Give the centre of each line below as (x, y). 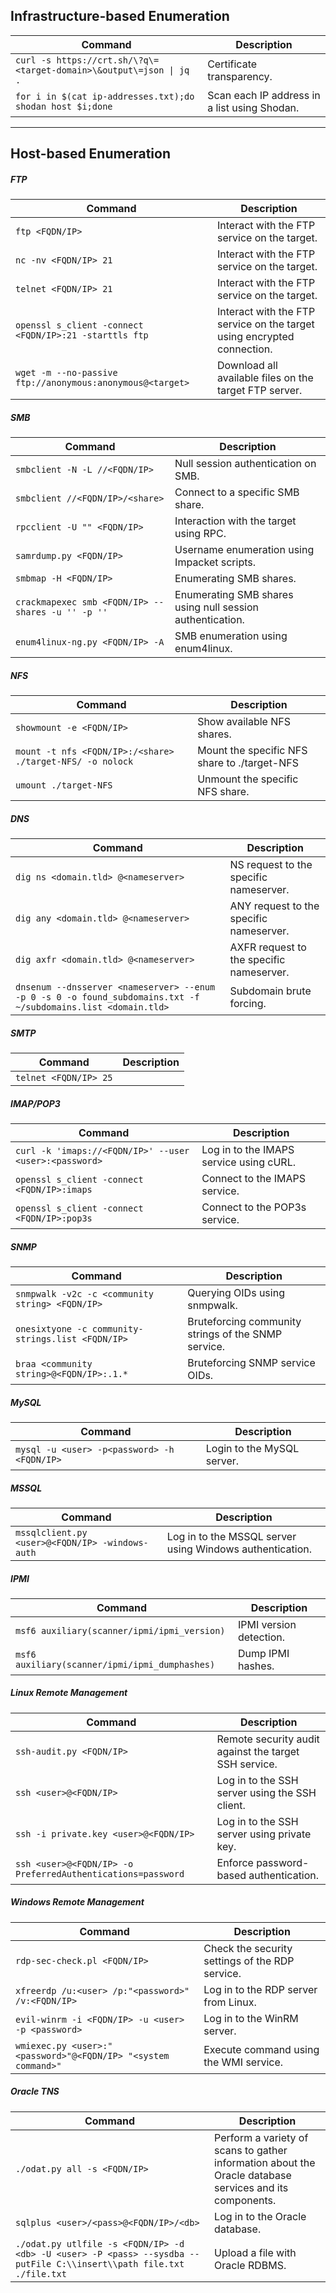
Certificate (232, 64)
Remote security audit (268, 1739)
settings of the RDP (249, 1961)
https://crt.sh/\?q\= (108, 60)
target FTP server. (260, 391)
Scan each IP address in (264, 95)
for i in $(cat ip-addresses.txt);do (105, 96)
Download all (247, 366)
